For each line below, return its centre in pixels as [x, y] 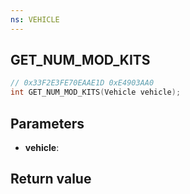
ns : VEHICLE [35, 19]
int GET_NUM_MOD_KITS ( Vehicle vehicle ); [96, 92]
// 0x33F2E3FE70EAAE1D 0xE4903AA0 [82, 83]
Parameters [47, 123]
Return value [51, 179]
